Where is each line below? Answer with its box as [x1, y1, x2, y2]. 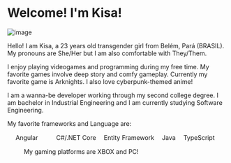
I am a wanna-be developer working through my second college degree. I [7, 91, 218, 99]
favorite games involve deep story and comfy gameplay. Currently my [7, 70, 208, 78]
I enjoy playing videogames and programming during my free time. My [7, 62, 209, 71]
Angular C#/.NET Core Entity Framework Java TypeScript [15, 133, 215, 141]
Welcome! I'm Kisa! [7, 5, 122, 21]
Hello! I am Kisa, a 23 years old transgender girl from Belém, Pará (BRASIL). [7, 41, 225, 50]
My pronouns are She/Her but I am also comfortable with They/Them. [7, 49, 207, 57]
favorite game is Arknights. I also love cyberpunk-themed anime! [7, 77, 193, 85]
